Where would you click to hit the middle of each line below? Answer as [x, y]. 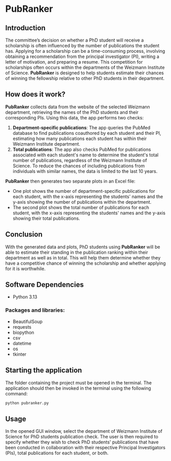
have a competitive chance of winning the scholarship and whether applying [86, 263]
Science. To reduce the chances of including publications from [79, 166]
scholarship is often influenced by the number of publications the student [82, 46]
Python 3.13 [25, 297]
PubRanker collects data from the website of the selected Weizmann [78, 107]
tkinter [19, 354]
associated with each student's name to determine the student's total [86, 155]
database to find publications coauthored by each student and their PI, [87, 133]
